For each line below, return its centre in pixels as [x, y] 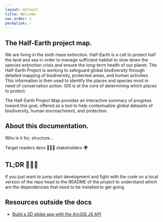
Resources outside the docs [48, 202]
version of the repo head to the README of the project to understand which [81, 182]
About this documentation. [47, 126]
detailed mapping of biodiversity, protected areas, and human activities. [77, 76]
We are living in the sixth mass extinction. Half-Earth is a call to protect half [81, 55]
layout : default [21, 10]
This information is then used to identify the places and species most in [77, 81]
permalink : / [18, 23]
